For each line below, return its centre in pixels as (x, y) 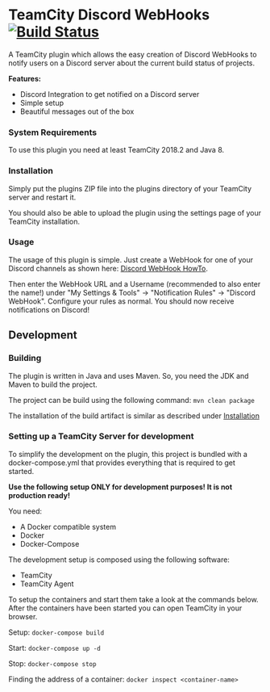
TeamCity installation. (44, 221)
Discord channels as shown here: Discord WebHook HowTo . (108, 268)
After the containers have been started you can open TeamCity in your (125, 608)
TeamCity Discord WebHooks (109, 15)
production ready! (39, 495)
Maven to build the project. (53, 384)
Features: (25, 78)
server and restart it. (42, 197)
